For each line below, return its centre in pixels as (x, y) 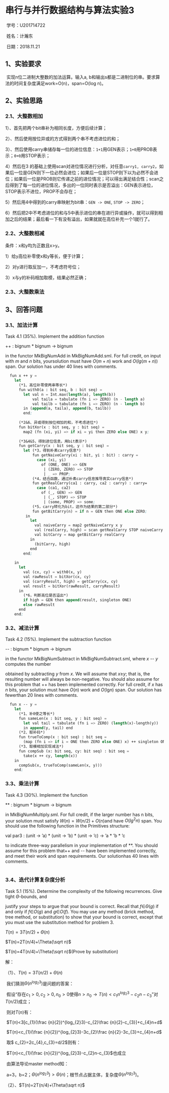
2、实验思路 (24, 101)
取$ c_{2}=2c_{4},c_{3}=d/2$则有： (44, 1042)
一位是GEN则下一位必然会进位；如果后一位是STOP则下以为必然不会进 (86, 173)
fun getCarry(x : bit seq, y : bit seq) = (64, 446)
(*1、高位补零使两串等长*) (43, 385)
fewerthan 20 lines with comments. (42, 695)
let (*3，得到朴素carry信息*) (52, 450)
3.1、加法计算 (22, 325)
